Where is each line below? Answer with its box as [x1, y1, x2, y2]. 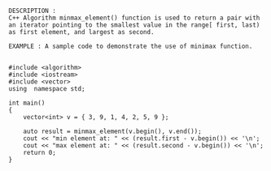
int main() [8, 99, 46, 107]
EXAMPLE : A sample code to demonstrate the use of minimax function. [8, 42, 253, 50]
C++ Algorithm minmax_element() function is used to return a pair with [8, 14, 260, 22]
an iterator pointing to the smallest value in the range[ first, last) [8, 21, 260, 29]
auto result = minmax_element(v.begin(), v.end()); [23, 127, 202, 135]
